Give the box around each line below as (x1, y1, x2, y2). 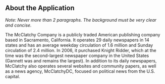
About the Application (5, 4, 75, 12)
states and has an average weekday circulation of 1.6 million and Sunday (5, 42, 153, 48)
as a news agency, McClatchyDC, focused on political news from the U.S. (5, 68, 155, 74)
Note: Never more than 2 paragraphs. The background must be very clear (5, 17, 157, 23)
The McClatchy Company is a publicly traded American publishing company (5, 31, 161, 37)
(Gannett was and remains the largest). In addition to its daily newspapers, (5, 57, 157, 63)
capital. (5, 73, 20, 79)
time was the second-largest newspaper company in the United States (5, 53, 149, 58)
